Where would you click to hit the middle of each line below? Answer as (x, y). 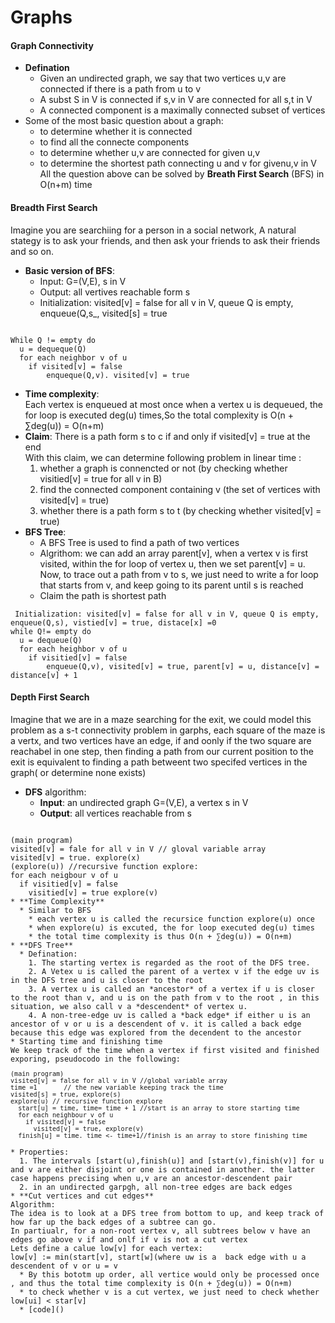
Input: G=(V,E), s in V (83, 281)
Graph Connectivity (52, 45)
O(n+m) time (66, 185)
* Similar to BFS (55, 910)
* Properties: (40, 1152)
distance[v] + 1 (44, 675)
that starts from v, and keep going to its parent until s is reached (171, 585)
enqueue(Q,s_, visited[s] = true (103, 313)
